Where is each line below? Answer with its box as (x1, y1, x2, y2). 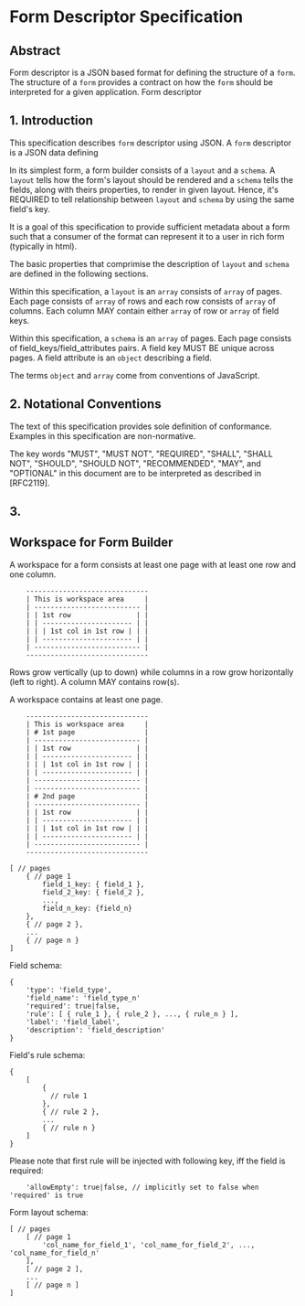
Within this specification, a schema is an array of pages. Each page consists (9, 332, 292, 344)
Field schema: (9, 959, 62, 970)
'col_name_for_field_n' (9, 1248, 100, 1258)
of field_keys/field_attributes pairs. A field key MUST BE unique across (9, 342, 275, 353)
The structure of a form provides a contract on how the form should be (9, 77, 274, 88)
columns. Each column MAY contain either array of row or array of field (9, 305, 279, 316)
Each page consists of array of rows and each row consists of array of (9, 295, 277, 306)
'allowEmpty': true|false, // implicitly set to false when (26, 1183, 259, 1192)
